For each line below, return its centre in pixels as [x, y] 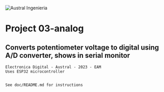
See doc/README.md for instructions [44, 85]
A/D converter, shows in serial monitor [68, 55]
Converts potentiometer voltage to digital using [82, 47]
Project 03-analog [45, 29]
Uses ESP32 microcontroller [35, 72]
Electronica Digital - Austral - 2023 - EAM [53, 67]
